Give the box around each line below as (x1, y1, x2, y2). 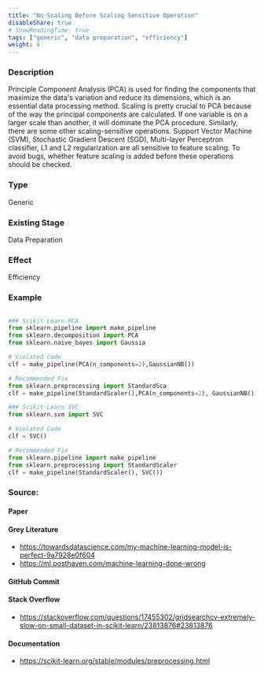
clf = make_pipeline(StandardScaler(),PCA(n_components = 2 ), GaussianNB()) (8, 389, 258, 398)
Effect (8, 254, 32, 265)
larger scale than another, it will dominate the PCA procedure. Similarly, (8, 118, 238, 128)
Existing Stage (8, 217, 65, 228)
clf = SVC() (8, 432, 47, 441)
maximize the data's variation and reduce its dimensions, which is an (8, 93, 231, 102)
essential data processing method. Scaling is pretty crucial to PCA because (8, 102, 252, 111)
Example (8, 292, 42, 303)
